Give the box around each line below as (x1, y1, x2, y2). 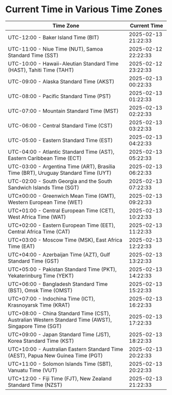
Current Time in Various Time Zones (5, 4, 163, 15)
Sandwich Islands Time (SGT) (8, 184, 79, 191)
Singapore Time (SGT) (8, 322, 62, 330)
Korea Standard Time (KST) (8, 337, 74, 344)
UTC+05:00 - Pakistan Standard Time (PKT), (8, 266, 117, 273)
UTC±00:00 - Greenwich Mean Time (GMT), (8, 192, 116, 199)
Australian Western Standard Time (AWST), (8, 316, 112, 323)
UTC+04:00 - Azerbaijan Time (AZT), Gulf (8, 251, 110, 258)
